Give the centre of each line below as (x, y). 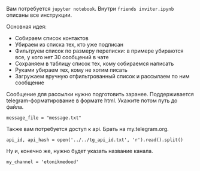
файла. (15, 107)
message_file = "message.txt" (44, 118)
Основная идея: (26, 27)
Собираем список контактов (51, 38)
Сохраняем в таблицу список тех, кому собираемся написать (94, 63)
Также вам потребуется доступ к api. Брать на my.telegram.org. (87, 129)
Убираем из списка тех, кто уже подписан (69, 45)
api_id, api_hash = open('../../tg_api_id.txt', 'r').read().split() (95, 140)
